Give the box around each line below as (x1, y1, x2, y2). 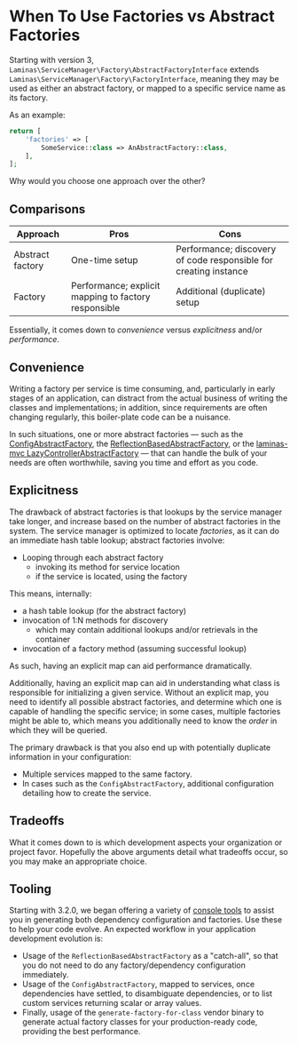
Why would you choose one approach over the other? (9, 176, 206, 187)
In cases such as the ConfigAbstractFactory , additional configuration (21, 778, 275, 788)
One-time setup (70, 254, 138, 267)
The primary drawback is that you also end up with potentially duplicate (9, 742, 271, 753)
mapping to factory (70, 291, 151, 303)
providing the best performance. (21, 1026, 141, 1037)
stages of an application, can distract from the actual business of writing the (9, 393, 288, 403)
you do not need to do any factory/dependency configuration (21, 960, 247, 970)
